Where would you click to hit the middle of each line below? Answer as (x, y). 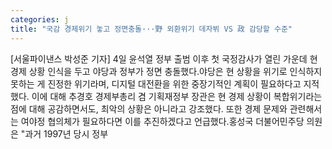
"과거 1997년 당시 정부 (64, 133)
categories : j (40, 19)
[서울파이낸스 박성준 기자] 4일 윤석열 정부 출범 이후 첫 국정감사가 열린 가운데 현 (164, 58)
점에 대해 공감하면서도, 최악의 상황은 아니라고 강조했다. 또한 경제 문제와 (149, 108)
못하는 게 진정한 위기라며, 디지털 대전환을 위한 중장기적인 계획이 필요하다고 (156, 83)
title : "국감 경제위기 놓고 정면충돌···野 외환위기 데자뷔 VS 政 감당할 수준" (151, 29)
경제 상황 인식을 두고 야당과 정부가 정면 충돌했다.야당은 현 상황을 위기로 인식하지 (166, 71)
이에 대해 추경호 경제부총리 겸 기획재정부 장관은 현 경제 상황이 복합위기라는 (177, 96)
